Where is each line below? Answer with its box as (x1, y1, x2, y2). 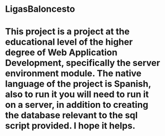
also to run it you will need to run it (5, 89, 149, 100)
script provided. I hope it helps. (5, 120, 136, 132)
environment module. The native (5, 68, 142, 79)
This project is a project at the (5, 26, 130, 37)
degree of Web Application (5, 47, 118, 58)
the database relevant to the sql (5, 110, 138, 121)
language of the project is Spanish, (5, 78, 151, 90)
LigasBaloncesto (5, 3, 76, 15)
